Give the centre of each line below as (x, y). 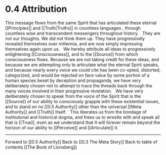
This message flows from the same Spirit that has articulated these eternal (81, 23)
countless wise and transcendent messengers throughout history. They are (83, 33)
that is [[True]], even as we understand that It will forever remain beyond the (83, 122)
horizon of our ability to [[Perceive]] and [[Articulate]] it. (62, 127)
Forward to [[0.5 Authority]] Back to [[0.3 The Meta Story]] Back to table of (81, 142)
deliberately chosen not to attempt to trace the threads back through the (79, 85)
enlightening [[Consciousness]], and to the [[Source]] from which (72, 54)
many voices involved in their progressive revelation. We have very (74, 91)
